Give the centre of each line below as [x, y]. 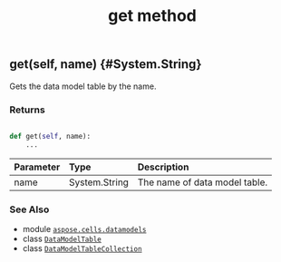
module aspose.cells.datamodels [84, 228]
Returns [27, 110]
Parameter [37, 167]
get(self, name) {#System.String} [106, 64]
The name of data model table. [203, 182]
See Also [29, 209]
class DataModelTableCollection [82, 248]
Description [163, 167]
